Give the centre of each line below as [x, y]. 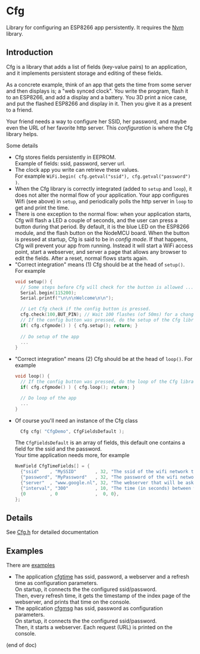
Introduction [30, 53]
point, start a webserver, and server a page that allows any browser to [101, 251]
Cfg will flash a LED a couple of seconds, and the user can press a [96, 220]
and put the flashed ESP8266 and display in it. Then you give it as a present [99, 103]
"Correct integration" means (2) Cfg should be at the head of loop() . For [104, 359]
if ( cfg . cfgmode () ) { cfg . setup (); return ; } [79, 325]
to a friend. [20, 110]
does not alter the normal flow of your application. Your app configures [102, 195]
